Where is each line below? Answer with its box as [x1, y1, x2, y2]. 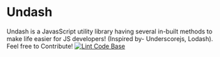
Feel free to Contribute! [6, 42, 74, 50]
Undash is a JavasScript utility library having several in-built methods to [6, 27, 213, 35]
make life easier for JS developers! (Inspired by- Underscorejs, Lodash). [6, 34, 214, 42]
